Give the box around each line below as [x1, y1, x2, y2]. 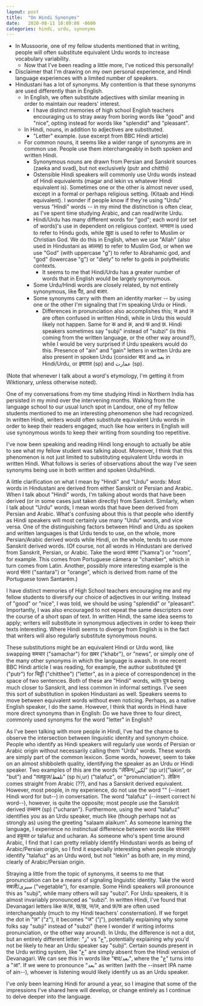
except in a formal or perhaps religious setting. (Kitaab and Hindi [33, 190, 194, 197]
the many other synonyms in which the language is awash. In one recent [6, 657, 187, 665]
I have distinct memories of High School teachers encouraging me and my [6, 587, 191, 594]
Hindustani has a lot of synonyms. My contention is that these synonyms [14, 81, 196, 88]
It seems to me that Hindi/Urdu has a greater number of [42, 269, 180, 276]
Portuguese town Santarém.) [6, 576, 78, 583]
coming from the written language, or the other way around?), [42, 334, 196, 341]
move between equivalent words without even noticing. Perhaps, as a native [6, 697, 196, 704]
